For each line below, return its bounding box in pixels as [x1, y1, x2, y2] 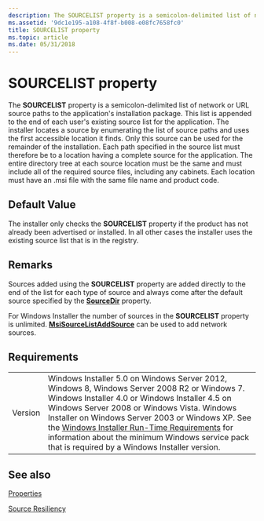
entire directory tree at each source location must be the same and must [8, 158, 242, 169]
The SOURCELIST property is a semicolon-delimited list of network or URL [8, 100, 250, 110]
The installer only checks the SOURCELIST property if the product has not [8, 219, 249, 228]
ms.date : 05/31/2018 [8, 41, 76, 49]
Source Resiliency [8, 504, 67, 514]
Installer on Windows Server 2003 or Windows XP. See [47, 412, 251, 423]
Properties [8, 489, 42, 498]
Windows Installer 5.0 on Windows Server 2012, [47, 373, 228, 384]
